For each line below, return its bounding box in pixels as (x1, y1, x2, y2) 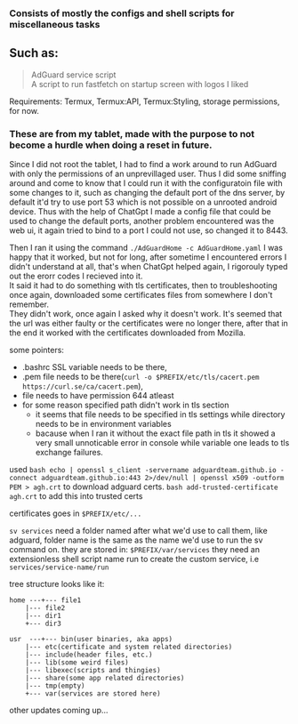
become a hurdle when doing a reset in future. (9, 139, 213, 151)
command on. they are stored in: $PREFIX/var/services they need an (9, 544, 261, 555)
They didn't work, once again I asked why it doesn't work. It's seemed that (9, 309, 283, 319)
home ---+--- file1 (9, 596, 82, 605)
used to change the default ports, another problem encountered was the (9, 216, 274, 227)
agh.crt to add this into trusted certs (9, 491, 143, 502)
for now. (9, 105, 40, 116)
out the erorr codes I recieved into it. (9, 270, 143, 282)
